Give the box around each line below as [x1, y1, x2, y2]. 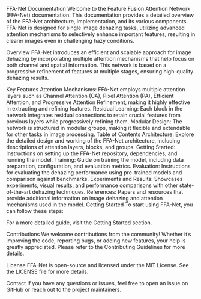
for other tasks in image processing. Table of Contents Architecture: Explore [6, 131, 194, 138]
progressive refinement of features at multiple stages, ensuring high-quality [6, 68, 194, 75]
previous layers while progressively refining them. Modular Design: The [6, 118, 182, 125]
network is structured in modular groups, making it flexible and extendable [6, 125, 190, 131]
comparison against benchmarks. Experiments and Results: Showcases [6, 176, 183, 182]
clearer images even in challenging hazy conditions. [6, 37, 135, 44]
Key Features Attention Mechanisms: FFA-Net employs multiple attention [6, 86, 185, 93]
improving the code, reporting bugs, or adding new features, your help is [6, 237, 186, 244]
